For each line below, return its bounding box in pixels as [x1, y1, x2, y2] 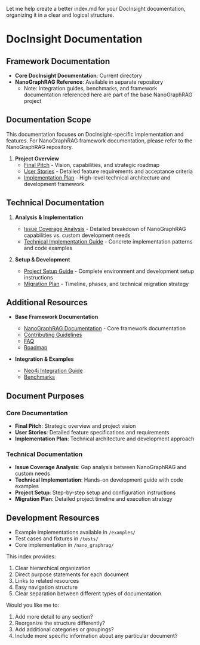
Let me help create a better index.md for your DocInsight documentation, [6, 5, 186, 12]
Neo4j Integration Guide [23, 367, 83, 375]
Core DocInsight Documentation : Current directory [14, 72, 142, 79]
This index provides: [6, 553, 56, 560]
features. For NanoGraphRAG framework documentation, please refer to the [6, 137, 193, 144]
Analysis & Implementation [14, 214, 84, 221]
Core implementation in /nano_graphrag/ [14, 541, 115, 549]
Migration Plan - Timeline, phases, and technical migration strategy [23, 280, 189, 287]
